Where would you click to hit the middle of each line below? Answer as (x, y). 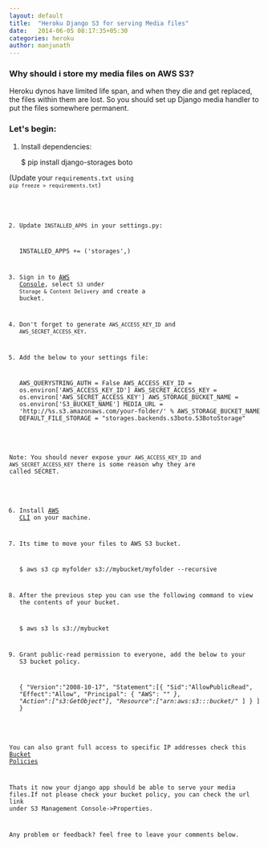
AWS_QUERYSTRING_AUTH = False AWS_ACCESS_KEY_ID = (106, 383)
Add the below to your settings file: (84, 357)
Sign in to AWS (45, 278)
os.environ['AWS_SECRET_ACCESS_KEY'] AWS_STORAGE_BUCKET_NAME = (129, 397)
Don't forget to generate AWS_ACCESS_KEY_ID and (97, 324)
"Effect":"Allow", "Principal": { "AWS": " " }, (100, 694)
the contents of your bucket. (70, 603)
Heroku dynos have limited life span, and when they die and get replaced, (131, 91)
